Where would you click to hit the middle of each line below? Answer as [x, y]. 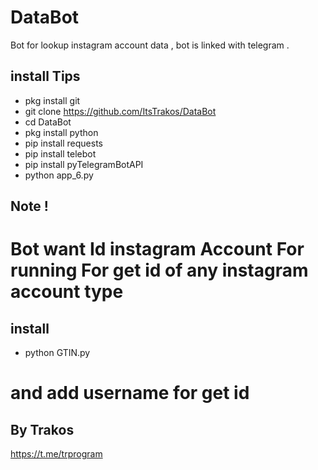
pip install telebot [60, 153]
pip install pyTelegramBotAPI [84, 164]
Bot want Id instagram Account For [157, 249]
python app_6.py [59, 175]
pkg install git [52, 100]
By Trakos [42, 429]
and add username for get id [130, 393]
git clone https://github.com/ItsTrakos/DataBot [120, 111]
